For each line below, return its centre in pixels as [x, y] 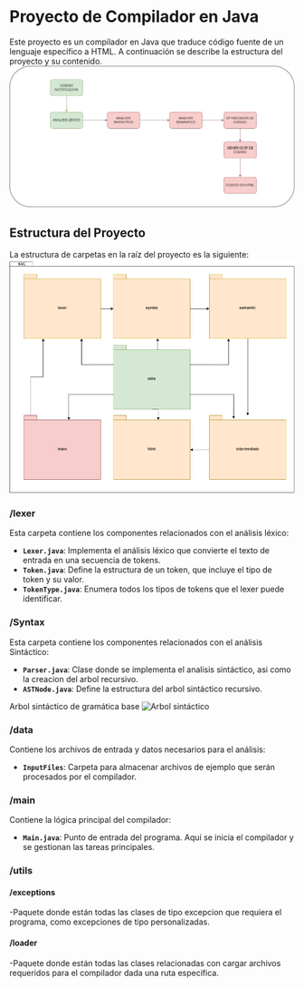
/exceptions [33, 892]
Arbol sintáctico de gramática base [75, 706]
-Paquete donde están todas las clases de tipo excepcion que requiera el [146, 913]
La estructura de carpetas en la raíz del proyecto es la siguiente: [129, 255]
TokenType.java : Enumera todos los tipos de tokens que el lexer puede [153, 589]
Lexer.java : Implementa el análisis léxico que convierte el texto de [146, 551]
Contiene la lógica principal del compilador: [90, 820]
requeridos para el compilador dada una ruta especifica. [114, 972]
